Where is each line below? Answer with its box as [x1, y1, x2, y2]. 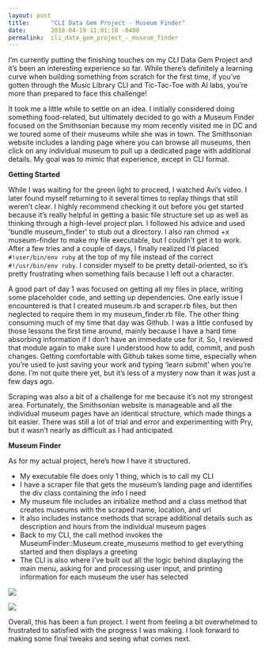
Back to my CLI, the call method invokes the [19, 530, 164, 540]
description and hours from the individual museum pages [19, 522, 207, 532]
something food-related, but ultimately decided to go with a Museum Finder [8, 112, 256, 122]
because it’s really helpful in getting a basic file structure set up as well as [8, 210, 249, 220]
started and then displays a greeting [19, 547, 138, 557]
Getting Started [8, 170, 61, 179]
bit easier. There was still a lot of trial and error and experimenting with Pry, [8, 417, 253, 427]
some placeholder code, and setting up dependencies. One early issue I [8, 293, 243, 303]
